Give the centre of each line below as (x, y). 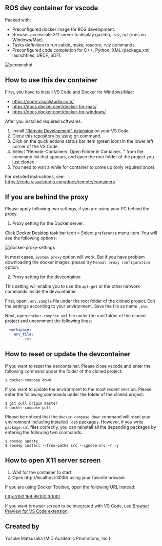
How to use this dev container (51, 80)
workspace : (20, 330)
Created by (22, 527)
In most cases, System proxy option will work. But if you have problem (75, 257)
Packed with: (18, 20)
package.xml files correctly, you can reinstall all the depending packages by (81, 427)
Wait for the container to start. (42, 472)
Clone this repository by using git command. (57, 136)
